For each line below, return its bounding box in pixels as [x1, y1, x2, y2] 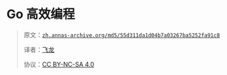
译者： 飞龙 [23, 45, 55, 53]
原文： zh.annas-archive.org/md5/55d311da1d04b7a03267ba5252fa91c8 [23, 31, 220, 39]
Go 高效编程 [6, 6, 75, 22]
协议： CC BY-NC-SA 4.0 [23, 60, 95, 68]
